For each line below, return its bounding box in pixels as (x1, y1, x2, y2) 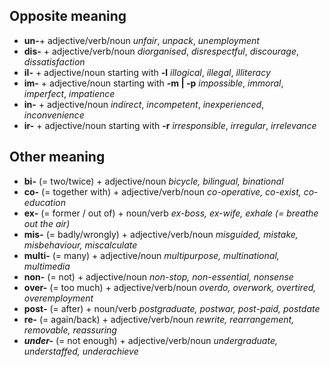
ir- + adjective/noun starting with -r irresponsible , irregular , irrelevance (23, 119, 317, 131)
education (23, 196, 66, 208)
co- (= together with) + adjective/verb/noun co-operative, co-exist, (23, 185, 302, 198)
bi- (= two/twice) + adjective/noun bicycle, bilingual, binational (23, 175, 284, 187)
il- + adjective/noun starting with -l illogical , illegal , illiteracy (23, 66, 271, 78)
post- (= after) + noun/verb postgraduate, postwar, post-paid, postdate (23, 302, 321, 314)
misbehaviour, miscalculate (23, 239, 138, 251)
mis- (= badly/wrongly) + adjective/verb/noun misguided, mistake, (23, 228, 299, 240)
